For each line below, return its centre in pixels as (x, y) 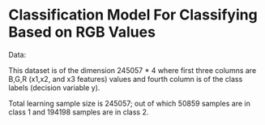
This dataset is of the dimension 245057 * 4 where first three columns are (132, 70)
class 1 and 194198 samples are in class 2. (79, 112)
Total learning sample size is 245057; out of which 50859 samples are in (130, 103)
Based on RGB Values (82, 32)
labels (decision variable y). (54, 88)
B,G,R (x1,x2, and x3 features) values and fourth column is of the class (126, 79)
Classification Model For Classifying (133, 15)
